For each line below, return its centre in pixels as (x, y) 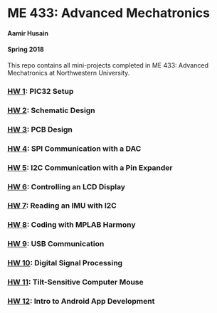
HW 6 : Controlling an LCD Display (67, 186)
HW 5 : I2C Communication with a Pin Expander (90, 167)
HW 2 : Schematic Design (52, 110)
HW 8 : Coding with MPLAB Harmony (72, 225)
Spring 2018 (26, 49)
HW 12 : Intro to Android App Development (81, 302)
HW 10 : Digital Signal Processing (65, 263)
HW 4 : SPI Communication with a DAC (74, 149)
